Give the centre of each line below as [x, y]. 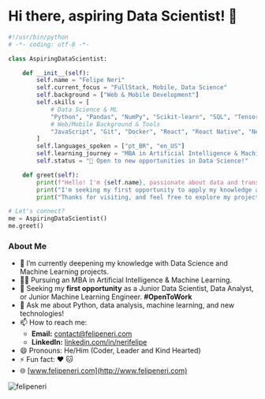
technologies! [42, 314]
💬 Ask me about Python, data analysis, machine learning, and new [127, 305]
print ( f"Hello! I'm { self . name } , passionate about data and [137, 182]
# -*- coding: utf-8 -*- [49, 44]
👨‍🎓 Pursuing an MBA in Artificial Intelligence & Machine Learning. [126, 280]
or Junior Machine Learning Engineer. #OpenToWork [106, 297]
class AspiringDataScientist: [58, 58]
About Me [28, 246]
